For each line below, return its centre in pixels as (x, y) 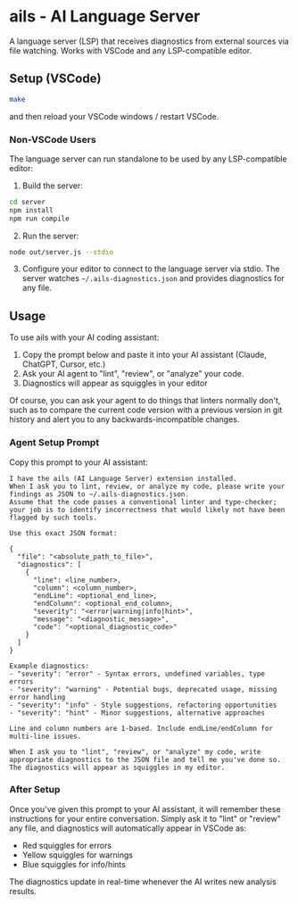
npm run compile (39, 219)
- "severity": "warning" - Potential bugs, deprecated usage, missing (143, 689)
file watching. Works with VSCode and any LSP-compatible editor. (131, 50)
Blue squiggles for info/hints (74, 864)
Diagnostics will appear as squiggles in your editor (115, 383)
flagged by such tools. (54, 518)
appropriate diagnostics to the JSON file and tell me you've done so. (145, 759)
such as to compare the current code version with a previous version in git (146, 410)
